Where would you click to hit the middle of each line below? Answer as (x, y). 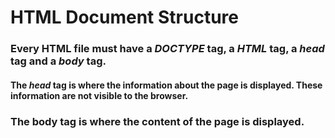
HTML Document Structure (124, 17)
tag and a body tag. (58, 61)
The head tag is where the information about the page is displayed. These (166, 85)
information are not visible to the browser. (99, 95)
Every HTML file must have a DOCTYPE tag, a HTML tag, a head (167, 49)
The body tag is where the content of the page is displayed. (157, 121)
